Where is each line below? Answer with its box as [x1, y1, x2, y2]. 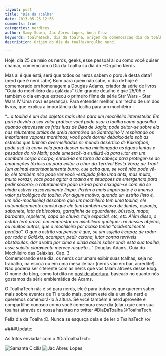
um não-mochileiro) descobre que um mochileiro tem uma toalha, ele [5, 197, 147, 203]
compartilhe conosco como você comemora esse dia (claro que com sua [5, 301, 154, 307]
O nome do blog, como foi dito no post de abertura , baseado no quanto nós [5, 270, 159, 277]
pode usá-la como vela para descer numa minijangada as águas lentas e [5, 144, 156, 151]
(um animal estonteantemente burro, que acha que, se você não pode [5, 166, 148, 172]
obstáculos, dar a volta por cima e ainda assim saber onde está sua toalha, [5, 239, 160, 245]
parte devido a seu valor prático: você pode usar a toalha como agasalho [5, 118, 156, 124]
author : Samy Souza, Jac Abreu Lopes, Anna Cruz [5, 30, 107, 35]
